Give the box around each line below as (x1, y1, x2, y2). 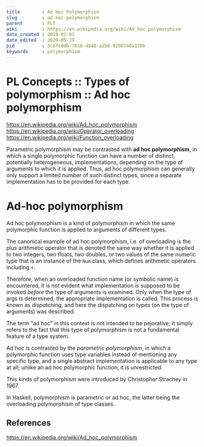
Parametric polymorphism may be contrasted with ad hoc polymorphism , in (6, 146, 197, 153)
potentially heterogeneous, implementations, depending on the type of (6, 158, 184, 166)
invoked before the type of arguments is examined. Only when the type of (6, 288, 192, 295)
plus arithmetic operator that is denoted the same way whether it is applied (6, 244, 194, 252)
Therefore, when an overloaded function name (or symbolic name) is (6, 275, 179, 283)
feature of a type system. (6, 333, 70, 340)
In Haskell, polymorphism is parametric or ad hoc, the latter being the (6, 393, 180, 401)
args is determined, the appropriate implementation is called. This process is (6, 295, 199, 302)
